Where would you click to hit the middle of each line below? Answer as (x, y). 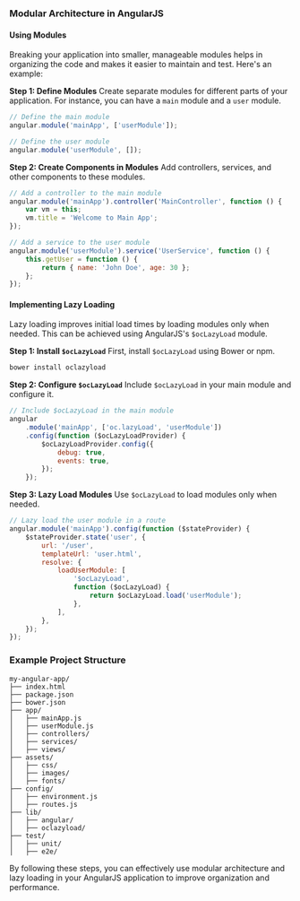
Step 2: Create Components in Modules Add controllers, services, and (140, 167)
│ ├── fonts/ (38, 781)
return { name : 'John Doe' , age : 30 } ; (116, 267)
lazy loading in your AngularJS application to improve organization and (140, 878)
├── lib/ (26, 812)
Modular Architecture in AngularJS (86, 13)
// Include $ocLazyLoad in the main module (92, 411)
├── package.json (42, 694)
